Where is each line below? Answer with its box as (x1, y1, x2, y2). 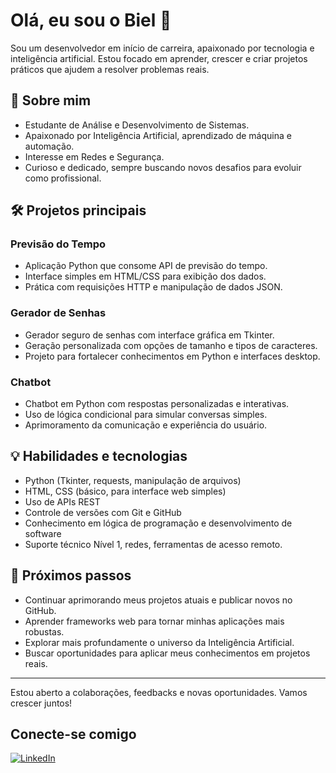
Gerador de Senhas (10, 306, 107, 320)
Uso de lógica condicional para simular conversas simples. (24, 409, 268, 421)
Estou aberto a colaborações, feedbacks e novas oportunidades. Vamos (10, 686, 308, 698)
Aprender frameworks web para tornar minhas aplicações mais (24, 615, 285, 627)
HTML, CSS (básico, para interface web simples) (24, 485, 227, 497)
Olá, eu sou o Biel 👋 (10, 9, 172, 32)
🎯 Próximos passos (10, 567, 132, 584)
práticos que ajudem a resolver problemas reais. (10, 63, 210, 75)
